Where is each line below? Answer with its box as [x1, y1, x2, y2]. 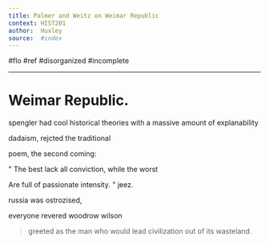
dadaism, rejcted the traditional [8, 134, 111, 143]
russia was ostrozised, [8, 195, 82, 205]
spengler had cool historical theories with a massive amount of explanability [8, 118, 259, 128]
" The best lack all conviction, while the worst [8, 165, 159, 174]
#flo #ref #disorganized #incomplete [8, 56, 130, 66]
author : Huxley [8, 26, 62, 34]
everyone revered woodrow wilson [8, 211, 122, 221]
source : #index [8, 34, 62, 42]
